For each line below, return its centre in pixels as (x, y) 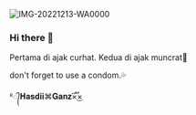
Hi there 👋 (32, 37)
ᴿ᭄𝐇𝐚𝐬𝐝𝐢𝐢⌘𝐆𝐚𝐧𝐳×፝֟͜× (46, 97)
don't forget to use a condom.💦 (68, 75)
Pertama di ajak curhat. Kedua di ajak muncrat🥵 (99, 57)
